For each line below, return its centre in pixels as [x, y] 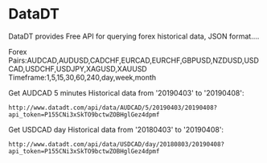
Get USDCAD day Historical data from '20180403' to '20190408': [116, 129]
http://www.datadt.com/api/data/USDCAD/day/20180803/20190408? [117, 144]
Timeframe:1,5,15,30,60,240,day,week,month [82, 77]
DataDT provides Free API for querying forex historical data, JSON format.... [134, 36]
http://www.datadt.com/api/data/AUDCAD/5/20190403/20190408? [113, 108]
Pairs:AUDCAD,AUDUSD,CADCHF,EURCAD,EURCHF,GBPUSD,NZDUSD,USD [134, 60]
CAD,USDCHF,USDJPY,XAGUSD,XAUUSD [78, 68]
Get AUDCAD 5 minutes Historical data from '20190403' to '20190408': [126, 92]
